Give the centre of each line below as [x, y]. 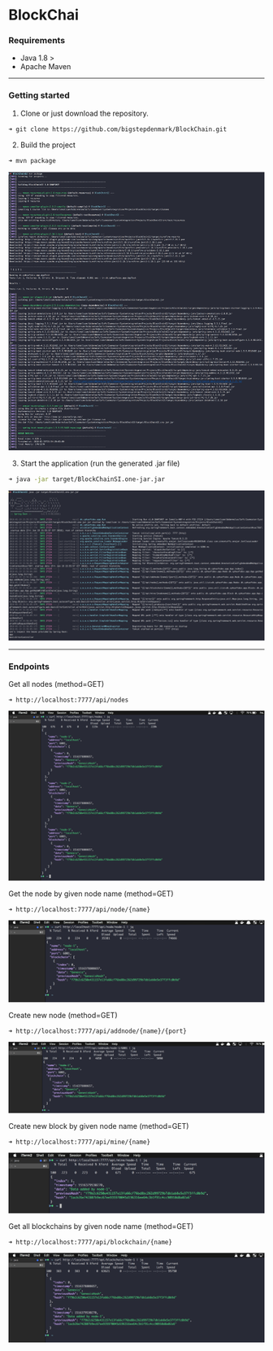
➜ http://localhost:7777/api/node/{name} [80, 910]
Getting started [39, 95]
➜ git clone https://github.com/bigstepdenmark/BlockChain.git [118, 129]
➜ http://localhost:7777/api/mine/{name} [80, 1142]
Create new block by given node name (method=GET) [99, 1126]
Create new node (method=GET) [63, 1015]
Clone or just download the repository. [84, 113]
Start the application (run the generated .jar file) [100, 463]
